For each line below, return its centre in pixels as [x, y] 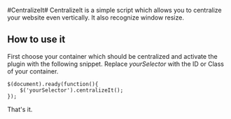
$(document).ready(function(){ [53, 84]
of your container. [33, 71]
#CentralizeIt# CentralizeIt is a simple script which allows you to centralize [114, 10]
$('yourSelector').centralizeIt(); [72, 90]
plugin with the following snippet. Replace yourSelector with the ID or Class [115, 64]
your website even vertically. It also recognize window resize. [96, 17]
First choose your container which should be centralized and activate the [113, 56]
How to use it [36, 40]
